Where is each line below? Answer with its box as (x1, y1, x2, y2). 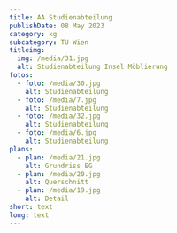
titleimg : (9, 46, 46, 55)
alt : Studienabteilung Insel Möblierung (17, 63, 168, 72)
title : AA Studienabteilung (9, 12, 113, 22)
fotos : (9, 71, 34, 80)
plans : (9, 144, 34, 153)
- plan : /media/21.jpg (17, 152, 101, 162)
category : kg (9, 29, 58, 38)
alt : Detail (25, 194, 69, 204)
